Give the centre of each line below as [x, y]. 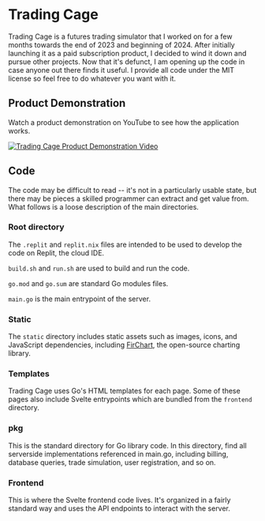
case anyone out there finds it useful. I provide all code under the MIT [121, 70]
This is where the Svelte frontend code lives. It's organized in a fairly [119, 500]
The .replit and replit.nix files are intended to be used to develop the [125, 244]
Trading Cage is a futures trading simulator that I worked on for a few [120, 36]
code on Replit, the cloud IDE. [56, 253]
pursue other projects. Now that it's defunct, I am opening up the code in [127, 62]
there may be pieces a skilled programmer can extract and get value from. [129, 198]
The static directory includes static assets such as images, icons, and [123, 337]
